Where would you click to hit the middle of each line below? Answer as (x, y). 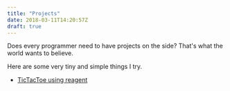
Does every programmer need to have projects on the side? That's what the (115, 46)
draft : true (24, 26)
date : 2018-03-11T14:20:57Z (48, 20)
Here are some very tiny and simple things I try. (74, 67)
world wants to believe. (41, 53)
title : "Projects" (34, 13)
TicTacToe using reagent (52, 80)
